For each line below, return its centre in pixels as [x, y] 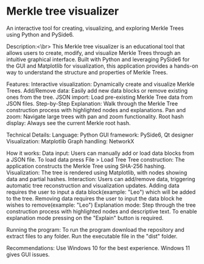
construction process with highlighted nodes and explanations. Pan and [96, 110]
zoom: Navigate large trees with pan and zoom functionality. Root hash [95, 116]
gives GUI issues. [28, 254]
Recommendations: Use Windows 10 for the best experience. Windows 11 [98, 248]
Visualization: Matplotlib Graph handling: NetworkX [70, 141]
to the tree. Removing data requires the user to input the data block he [94, 198]
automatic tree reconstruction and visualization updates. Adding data [93, 185]
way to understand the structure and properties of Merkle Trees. [87, 72]
